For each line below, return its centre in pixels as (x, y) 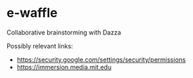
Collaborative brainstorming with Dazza (64, 32)
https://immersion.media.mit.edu (64, 67)
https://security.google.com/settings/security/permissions (101, 59)
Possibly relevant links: (40, 46)
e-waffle (32, 13)
